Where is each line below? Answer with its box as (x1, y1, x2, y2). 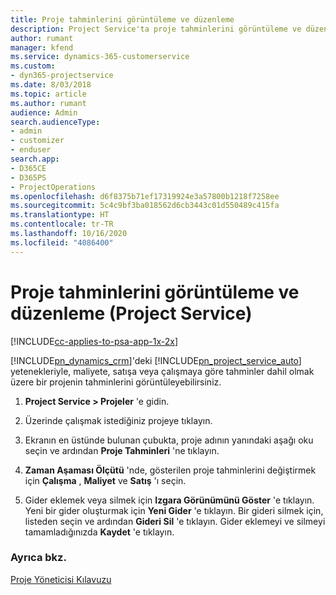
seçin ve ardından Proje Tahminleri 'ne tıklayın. (24, 444, 220, 456)
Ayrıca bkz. (10, 551, 67, 565)
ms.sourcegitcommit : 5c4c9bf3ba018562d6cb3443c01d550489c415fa (10, 201, 280, 211)
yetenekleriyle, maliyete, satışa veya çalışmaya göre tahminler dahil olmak (10, 365, 315, 377)
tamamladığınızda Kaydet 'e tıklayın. (24, 526, 175, 538)
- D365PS (10, 172, 47, 183)
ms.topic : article (10, 89, 87, 99)
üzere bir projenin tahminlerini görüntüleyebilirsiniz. (10, 376, 222, 388)
